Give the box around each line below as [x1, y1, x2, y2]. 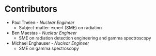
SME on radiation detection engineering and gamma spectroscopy [18, 35, 151, 41]
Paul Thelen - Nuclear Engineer [11, 19, 75, 25]
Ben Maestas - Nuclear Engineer [11, 30, 77, 36]
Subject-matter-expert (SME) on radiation [18, 24, 102, 30]
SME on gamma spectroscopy [18, 45, 79, 51]
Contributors [4, 3, 58, 15]
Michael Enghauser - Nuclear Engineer [11, 40, 89, 46]
